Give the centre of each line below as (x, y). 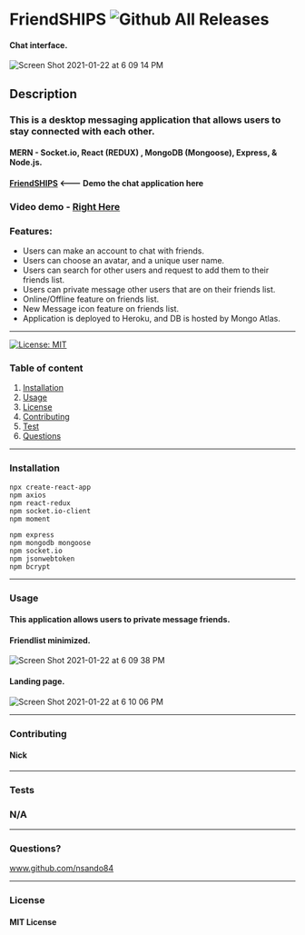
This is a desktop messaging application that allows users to (145, 120)
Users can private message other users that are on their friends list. (149, 290)
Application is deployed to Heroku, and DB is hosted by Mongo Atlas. (152, 319)
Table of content (46, 368)
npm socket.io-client (50, 511)
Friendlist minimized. (50, 640)
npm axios (28, 495)
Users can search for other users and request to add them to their (146, 270)
